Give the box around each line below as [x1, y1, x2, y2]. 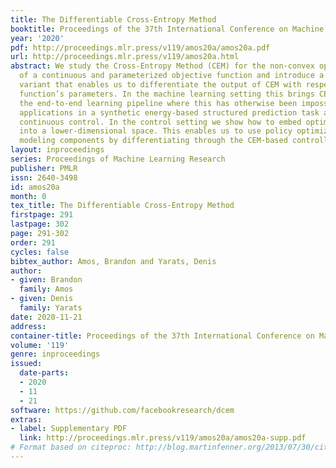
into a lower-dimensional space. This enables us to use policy [19, 126, 293, 136]
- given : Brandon [10, 275, 83, 285]
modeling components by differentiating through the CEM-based [19, 136, 288, 146]
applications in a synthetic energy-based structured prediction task [19, 107, 320, 118]
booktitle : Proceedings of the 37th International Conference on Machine [10, 24, 325, 34]
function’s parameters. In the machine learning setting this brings [19, 89, 315, 99]
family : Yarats [19, 303, 83, 313]
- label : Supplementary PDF [10, 424, 128, 434]
